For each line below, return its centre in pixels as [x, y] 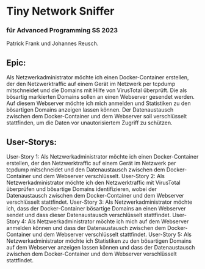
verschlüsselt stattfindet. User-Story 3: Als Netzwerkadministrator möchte [99, 202]
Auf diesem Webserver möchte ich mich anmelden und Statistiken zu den [99, 103]
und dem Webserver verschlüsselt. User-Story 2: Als [99, 176]
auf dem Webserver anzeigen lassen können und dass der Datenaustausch [101, 248]
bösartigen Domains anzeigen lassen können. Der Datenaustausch [90, 110]
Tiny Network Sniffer [60, 11]
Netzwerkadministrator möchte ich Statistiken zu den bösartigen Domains [99, 241]
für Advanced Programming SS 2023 [62, 30]
